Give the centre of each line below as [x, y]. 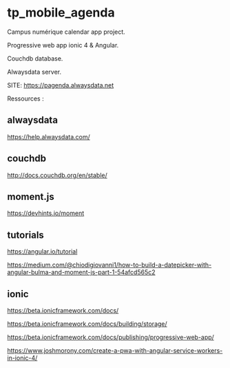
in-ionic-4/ [22, 358]
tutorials [26, 235]
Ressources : [25, 99]
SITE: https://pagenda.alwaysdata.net [61, 85]
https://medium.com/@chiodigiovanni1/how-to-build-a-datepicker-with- [109, 265]
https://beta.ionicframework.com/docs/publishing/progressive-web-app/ [111, 337]
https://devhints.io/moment [46, 213]
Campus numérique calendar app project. [66, 32]
